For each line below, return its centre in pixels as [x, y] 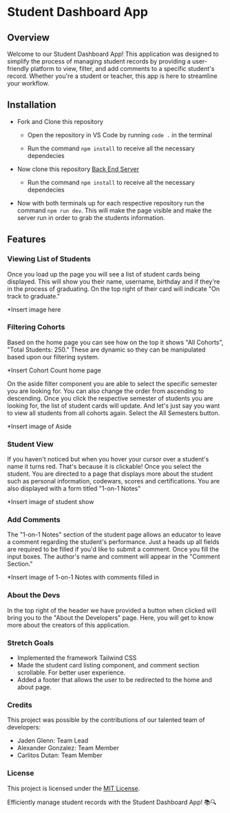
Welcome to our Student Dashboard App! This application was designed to [113, 54]
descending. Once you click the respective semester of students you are [110, 398]
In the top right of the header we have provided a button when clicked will [112, 610]
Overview [29, 38]
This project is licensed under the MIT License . [74, 788]
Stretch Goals [30, 643]
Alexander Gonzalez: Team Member [68, 748]
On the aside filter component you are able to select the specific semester [112, 383]
